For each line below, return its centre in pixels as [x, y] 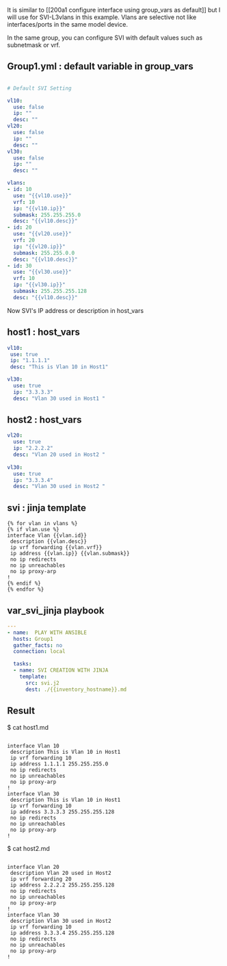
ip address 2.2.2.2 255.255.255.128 [62, 885]
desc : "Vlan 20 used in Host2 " [59, 455]
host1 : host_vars [44, 332]
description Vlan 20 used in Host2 [61, 873]
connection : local [40, 652]
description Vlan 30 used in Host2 [61, 921]
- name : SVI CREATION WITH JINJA [61, 670]
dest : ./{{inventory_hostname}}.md [76, 689]
